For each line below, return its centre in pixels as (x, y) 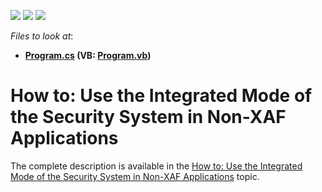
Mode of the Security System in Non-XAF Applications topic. (135, 176)
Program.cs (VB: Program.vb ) (88, 55)
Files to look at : (42, 36)
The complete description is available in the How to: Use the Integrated (156, 166)
